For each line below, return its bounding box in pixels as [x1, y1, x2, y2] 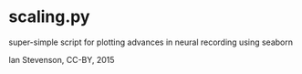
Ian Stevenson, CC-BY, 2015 [8, 54, 115, 65]
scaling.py [8, 6, 90, 27]
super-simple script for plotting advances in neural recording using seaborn [8, 37, 294, 48]
